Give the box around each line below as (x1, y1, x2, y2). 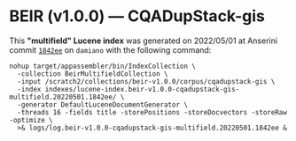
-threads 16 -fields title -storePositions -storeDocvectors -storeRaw (17, 108, 288, 116)
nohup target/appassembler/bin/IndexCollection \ (9, 62, 197, 70)
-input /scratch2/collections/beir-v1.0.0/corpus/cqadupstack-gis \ (17, 77, 276, 85)
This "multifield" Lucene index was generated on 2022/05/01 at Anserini (9, 35, 277, 46)
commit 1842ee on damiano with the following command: (9, 44, 212, 55)
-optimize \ (9, 115, 53, 124)
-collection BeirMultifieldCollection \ (17, 69, 168, 78)
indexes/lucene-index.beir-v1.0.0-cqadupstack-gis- (44, 85, 240, 93)
